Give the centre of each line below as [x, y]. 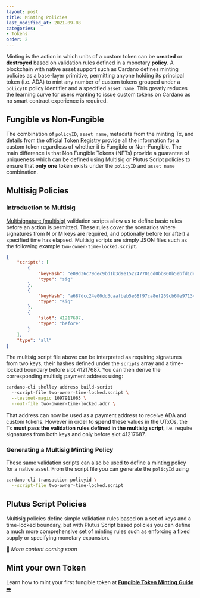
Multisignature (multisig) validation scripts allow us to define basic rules [94, 221]
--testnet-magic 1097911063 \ [49, 398]
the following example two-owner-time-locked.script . [72, 246]
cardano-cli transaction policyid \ [51, 480]
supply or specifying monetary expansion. [58, 537]
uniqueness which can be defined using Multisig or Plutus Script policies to [98, 159]
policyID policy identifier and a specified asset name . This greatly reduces [97, 88]
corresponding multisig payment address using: [65, 376]
